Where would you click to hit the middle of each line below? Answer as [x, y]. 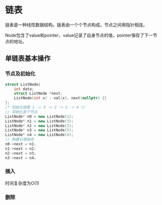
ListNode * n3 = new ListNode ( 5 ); [39, 130]
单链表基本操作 [28, 59]
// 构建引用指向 [19, 140]
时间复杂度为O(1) [22, 183]
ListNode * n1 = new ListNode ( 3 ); [39, 121]
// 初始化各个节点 [21, 112]
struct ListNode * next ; [38, 94]
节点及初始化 [20, 74]
